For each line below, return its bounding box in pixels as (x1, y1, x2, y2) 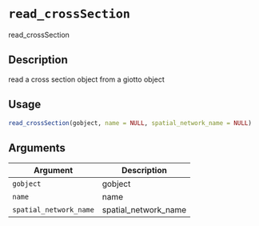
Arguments (8, 141, 66, 155)
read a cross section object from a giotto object (8, 75, 165, 84)
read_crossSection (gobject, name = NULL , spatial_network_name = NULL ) (8, 119, 252, 127)
